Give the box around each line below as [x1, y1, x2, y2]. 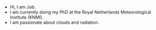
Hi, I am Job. [9, 4, 36, 10]
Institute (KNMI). [9, 15, 44, 20]
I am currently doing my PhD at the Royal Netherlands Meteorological [9, 9, 152, 15]
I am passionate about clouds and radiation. [9, 19, 100, 25]
